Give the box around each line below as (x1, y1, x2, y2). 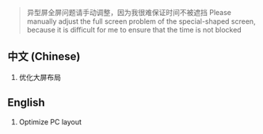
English (7, 96, 45, 109)
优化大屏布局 (18, 72, 61, 82)
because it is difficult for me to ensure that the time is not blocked (26, 25, 242, 34)
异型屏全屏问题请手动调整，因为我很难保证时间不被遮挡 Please (26, 8, 231, 17)
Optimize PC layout (18, 117, 82, 126)
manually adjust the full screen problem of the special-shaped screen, (26, 17, 256, 26)
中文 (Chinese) (7, 50, 81, 63)
